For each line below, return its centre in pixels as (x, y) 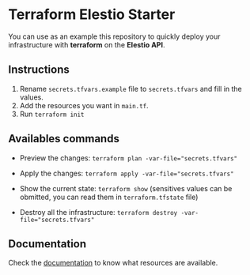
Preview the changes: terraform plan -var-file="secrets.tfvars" (129, 158)
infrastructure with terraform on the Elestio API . (87, 44)
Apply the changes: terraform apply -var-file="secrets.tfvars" (127, 173)
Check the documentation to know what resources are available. (113, 263)
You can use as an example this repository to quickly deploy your (114, 36)
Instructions (39, 70)
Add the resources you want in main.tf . (84, 105)
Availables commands (64, 139)
